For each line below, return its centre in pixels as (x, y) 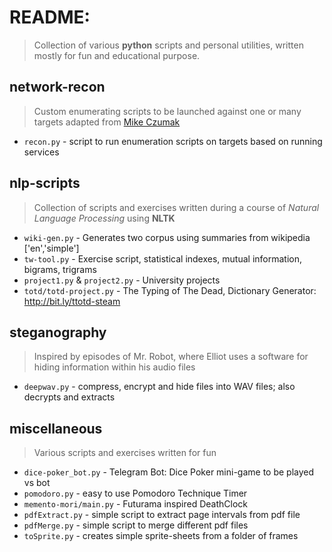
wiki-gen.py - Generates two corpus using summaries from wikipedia (167, 237)
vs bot (37, 483)
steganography (58, 332)
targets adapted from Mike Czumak (107, 122)
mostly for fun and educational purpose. (117, 55)
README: (50, 17)
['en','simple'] (51, 248)
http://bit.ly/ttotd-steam (72, 301)
